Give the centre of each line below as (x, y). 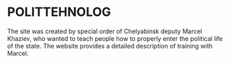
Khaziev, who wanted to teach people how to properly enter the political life (115, 38)
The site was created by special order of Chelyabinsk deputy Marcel (105, 31)
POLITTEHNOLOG (59, 12)
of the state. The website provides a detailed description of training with (110, 46)
